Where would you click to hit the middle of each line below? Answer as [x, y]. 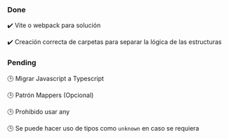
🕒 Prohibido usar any [39, 111]
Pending [22, 63]
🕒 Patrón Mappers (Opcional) [51, 95]
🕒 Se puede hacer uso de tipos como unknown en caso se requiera [103, 128]
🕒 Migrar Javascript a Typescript [55, 78]
